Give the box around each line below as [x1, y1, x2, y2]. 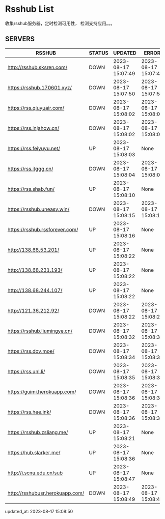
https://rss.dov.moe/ [7, 347, 55, 354]
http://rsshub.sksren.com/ [7, 64, 68, 71]
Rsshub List [5, 3, 54, 15]
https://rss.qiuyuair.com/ [7, 104, 65, 111]
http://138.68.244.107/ [7, 287, 63, 293]
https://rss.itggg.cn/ [7, 165, 54, 172]
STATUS [89, 49, 109, 56]
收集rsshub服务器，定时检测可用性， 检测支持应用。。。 [5, 20, 115, 26]
